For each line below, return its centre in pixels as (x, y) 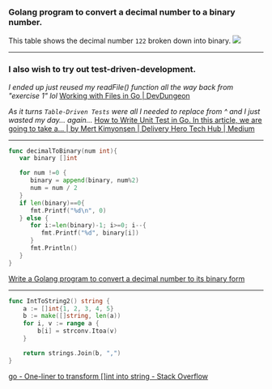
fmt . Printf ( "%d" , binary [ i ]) (90, 233)
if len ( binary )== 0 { (52, 203)
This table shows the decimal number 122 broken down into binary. (120, 41)
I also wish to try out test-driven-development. (102, 70)
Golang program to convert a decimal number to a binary (122, 12)
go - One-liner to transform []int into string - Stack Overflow (108, 376)
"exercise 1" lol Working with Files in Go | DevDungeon (99, 95)
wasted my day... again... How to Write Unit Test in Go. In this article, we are (135, 120)
